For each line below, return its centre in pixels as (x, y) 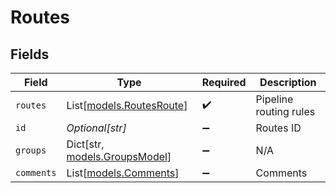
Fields (30, 54)
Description (288, 82)
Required (224, 82)
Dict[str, (85, 144)
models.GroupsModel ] (119, 156)
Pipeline (274, 99)
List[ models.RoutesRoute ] (127, 105)
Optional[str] (96, 128)
